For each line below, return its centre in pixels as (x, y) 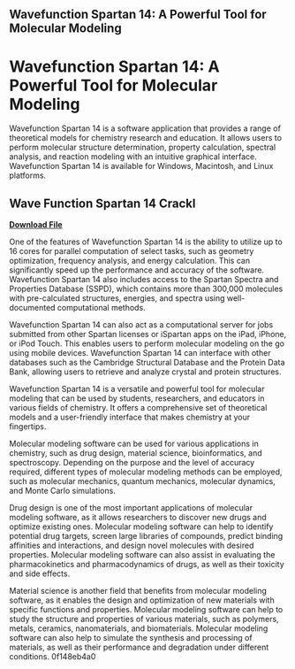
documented (32, 308)
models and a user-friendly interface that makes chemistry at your (129, 417)
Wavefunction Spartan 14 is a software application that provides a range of (145, 128)
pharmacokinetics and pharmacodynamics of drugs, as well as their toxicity (147, 565)
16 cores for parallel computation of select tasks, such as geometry (132, 251)
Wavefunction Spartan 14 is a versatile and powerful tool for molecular (137, 389)
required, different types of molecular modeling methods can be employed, (146, 472)
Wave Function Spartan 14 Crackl (102, 203)
